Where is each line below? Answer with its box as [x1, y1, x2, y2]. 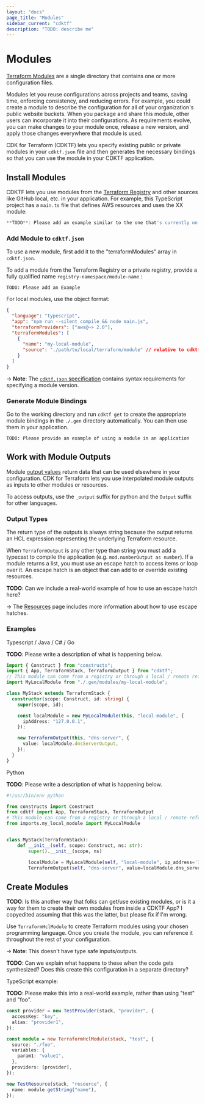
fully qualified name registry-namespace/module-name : [6, 273, 143, 280]
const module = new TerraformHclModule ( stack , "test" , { [6, 1036, 154, 1042]
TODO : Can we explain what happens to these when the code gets [6, 959, 174, 967]
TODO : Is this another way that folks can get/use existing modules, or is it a [6, 898, 196, 906]
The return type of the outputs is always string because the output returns [6, 529, 193, 536]
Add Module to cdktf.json [6, 234, 84, 242]
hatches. [6, 609, 29, 617]
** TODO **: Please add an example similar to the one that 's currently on [6, 220, 198, 226]
